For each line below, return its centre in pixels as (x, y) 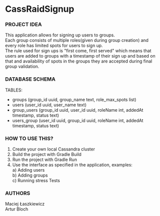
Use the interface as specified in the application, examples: (72, 165)
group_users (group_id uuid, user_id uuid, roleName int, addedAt (78, 110)
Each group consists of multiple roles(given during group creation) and (77, 40)
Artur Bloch (17, 209)
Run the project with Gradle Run (45, 160)
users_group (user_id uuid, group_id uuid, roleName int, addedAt (78, 120)
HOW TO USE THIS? (29, 138)
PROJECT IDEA (23, 25)
